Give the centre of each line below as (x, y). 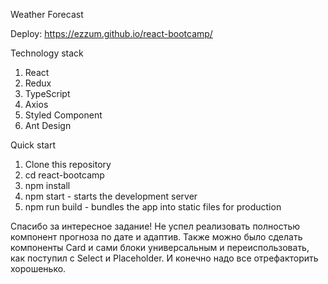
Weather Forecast (47, 14)
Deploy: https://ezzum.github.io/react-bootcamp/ (111, 33)
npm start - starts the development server (111, 196)
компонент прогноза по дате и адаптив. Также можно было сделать (156, 237)
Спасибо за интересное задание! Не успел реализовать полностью (155, 226)
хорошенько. (38, 268)
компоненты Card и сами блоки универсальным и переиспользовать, (160, 247)
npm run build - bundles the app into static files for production (153, 207)
